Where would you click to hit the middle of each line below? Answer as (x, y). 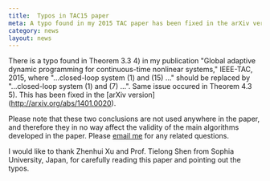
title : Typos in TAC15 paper (59, 16)
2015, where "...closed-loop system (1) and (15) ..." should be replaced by (129, 78)
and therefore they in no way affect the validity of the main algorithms (124, 127)
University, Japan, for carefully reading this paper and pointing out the (125, 160)
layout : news (30, 38)
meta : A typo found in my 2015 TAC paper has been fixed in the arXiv (129, 23)
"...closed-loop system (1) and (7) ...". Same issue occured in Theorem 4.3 (130, 86)
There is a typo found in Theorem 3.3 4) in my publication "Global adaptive (132, 61)
